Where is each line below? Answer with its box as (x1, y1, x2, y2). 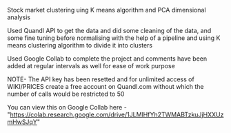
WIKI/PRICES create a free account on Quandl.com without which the (7, 83, 204, 90)
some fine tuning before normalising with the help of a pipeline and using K (7, 34, 221, 42)
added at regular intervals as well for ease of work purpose (7, 62, 176, 70)
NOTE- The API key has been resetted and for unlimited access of (7, 75, 194, 83)
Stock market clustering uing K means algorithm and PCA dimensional (7, 6, 206, 14)
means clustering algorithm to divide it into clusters (7, 41, 153, 49)
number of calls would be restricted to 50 (7, 90, 125, 98)
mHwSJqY (7, 118, 38, 126)
